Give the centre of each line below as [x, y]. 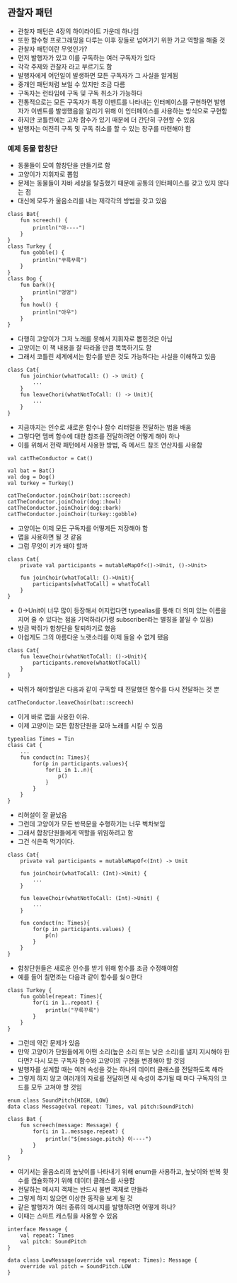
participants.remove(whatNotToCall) [87, 663]
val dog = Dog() [31, 477]
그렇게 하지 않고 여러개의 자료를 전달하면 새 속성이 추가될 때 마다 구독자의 [118, 1078]
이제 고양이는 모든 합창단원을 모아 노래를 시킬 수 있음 [90, 726]
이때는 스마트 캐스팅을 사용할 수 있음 [68, 1216]
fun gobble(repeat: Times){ [61, 997]
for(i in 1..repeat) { [66, 1003]
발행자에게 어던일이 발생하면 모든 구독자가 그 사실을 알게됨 [98, 75]
